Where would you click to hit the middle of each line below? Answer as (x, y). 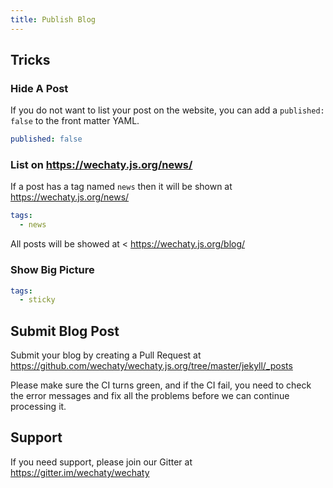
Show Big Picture (52, 270)
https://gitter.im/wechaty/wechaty (80, 472)
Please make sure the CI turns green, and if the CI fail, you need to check (161, 385)
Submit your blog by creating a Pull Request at (106, 355)
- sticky (37, 300)
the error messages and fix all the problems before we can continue (150, 396)
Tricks (30, 60)
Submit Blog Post (65, 331)
